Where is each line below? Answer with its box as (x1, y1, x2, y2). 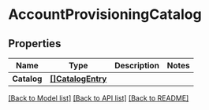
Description (114, 60, 160, 71)
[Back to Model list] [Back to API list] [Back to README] (8, 93, 189, 103)
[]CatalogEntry (50, 73, 107, 84)
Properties (8, 37, 62, 50)
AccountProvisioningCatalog (8, 5, 203, 24)
